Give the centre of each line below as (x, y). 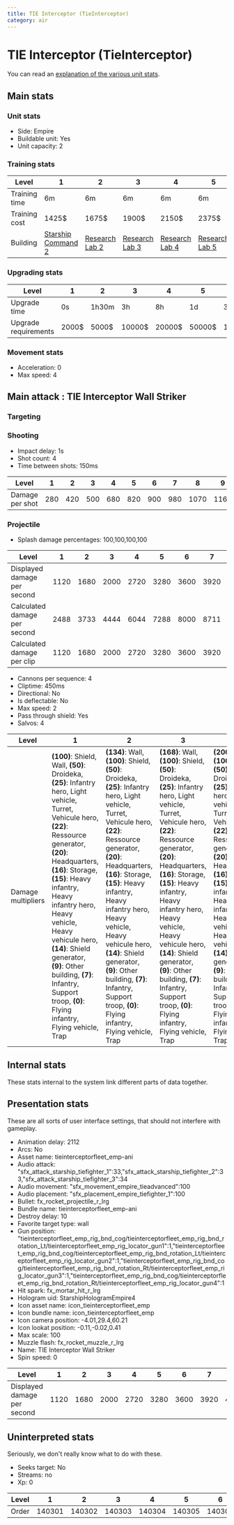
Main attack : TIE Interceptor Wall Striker (97, 397)
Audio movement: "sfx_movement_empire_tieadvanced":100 (104, 1186)
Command (61, 243)
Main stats (31, 96)
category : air (28, 20)
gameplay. (22, 1128)
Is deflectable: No (42, 700)
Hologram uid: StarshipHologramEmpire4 (76, 1298)
